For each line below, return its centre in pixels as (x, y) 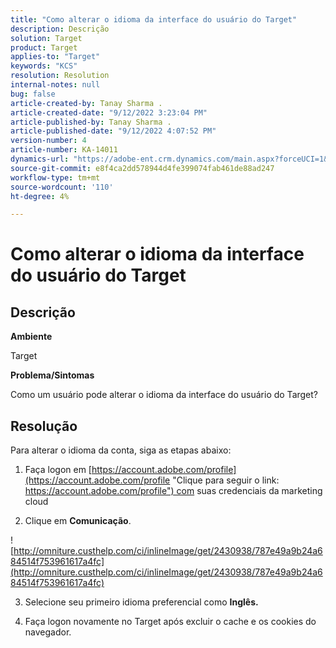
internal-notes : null (55, 85)
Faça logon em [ (58, 470)
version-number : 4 (48, 141)
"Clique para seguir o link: (226, 480)
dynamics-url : (40, 159)
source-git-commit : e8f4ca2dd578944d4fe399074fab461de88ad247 (142, 168)
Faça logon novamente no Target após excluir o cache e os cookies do (170, 622)
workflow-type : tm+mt (55, 177)
